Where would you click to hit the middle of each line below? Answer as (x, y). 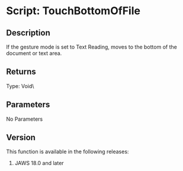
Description (28, 33)
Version (21, 138)
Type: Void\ (20, 86)
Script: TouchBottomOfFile (73, 11)
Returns (21, 72)
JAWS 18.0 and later (39, 163)
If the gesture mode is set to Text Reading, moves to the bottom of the (92, 47)
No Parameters (25, 119)
